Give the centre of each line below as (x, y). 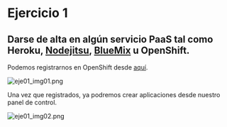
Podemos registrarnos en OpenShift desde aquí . (78, 67)
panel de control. (32, 102)
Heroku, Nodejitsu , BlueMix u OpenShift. (99, 50)
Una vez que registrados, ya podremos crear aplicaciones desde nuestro (114, 95)
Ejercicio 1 (38, 13)
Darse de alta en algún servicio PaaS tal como (110, 39)
